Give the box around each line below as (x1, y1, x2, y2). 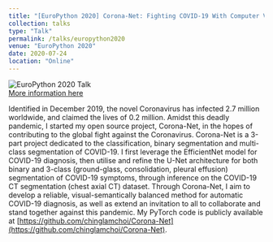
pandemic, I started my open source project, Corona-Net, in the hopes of (8, 121, 253, 131)
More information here (8, 88, 84, 97)
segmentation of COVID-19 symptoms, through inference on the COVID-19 (8, 172, 258, 183)
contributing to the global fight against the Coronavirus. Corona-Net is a (8, 129, 249, 139)
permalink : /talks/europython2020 (8, 34, 126, 43)
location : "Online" (8, 58, 75, 66)
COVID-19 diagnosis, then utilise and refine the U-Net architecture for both (8, 155, 258, 165)
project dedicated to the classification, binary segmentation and (24, 138, 238, 148)
